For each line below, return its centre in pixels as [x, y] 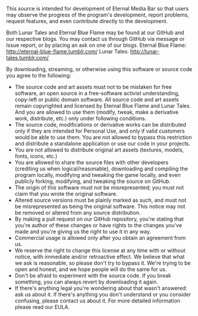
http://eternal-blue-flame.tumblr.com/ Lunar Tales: [67, 51]
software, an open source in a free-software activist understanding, [97, 93]
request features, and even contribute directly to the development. [87, 21]
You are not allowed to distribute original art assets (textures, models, [99, 150]
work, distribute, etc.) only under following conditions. [80, 118]
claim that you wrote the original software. [66, 194]
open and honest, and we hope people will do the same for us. [91, 269]
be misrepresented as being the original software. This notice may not [100, 206]
